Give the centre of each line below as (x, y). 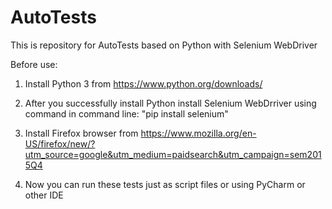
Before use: (34, 64)
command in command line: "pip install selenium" (126, 113)
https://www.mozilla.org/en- (198, 133)
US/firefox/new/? (60, 143)
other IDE (44, 195)
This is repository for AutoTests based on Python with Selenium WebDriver (164, 45)
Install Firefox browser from (81, 133)
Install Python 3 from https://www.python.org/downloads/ (143, 83)
